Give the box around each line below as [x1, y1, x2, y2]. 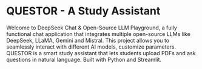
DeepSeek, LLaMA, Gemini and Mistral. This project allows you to [6, 37, 170, 44]
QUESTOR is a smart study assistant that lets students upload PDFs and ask [6, 49, 196, 56]
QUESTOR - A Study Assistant [6, 4, 161, 18]
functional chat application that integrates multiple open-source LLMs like [6, 30, 191, 37]
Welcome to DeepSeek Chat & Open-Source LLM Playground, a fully [6, 24, 177, 31]
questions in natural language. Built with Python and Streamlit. [6, 56, 162, 63]
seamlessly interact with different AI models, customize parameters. [6, 43, 177, 50]
